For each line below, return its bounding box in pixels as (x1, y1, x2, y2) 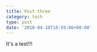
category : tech (6, 14, 43, 20)
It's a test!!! (6, 40, 33, 47)
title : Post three (6, 8, 51, 14)
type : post (6, 19, 33, 25)
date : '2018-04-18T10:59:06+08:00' (6, 24, 92, 31)
